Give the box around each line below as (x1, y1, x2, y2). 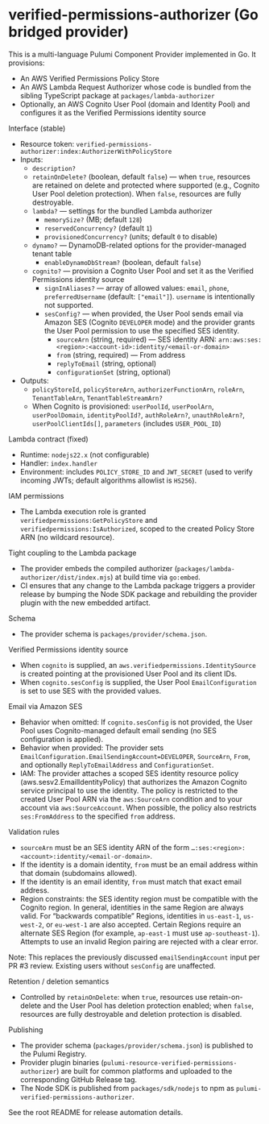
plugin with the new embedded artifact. (19, 598, 151, 608)
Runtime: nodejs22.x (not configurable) (19, 450, 150, 459)
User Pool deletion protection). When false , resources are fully (31, 189, 242, 198)
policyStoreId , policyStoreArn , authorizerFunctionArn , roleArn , (31, 384, 246, 394)
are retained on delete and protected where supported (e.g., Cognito (31, 180, 260, 190)
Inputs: (19, 155, 43, 164)
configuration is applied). (19, 734, 103, 744)
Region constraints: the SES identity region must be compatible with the (19, 894, 259, 903)
